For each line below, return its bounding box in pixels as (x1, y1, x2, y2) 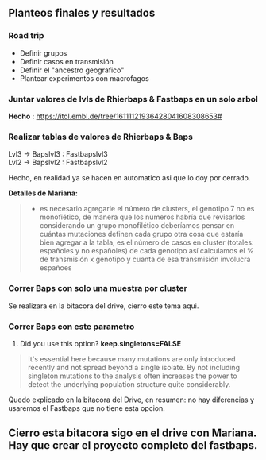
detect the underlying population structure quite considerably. (27, 379, 231, 388)
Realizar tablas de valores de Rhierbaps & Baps (8, 131, 193, 142)
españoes (39, 263, 72, 273)
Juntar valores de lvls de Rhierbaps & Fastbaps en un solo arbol (8, 93, 258, 104)
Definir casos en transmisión (19, 56, 114, 66)
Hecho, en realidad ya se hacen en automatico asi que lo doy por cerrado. (8, 173, 251, 183)
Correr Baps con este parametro (8, 321, 135, 332)
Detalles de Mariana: (8, 188, 78, 198)
